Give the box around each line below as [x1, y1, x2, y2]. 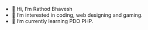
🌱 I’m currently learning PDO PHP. [11, 18, 94, 24]
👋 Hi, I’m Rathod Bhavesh [11, 6, 73, 12]
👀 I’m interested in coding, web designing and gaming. [11, 12, 143, 18]
